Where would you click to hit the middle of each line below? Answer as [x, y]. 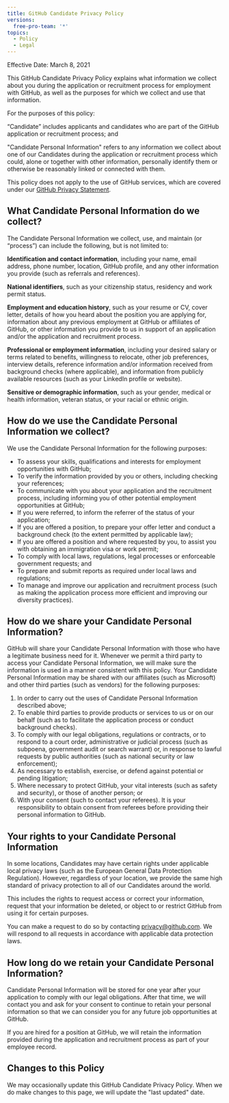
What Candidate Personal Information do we [104, 211]
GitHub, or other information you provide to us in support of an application [111, 329]
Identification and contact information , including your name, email [102, 258]
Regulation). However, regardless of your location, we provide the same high [115, 878]
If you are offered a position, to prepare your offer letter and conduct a [116, 527]
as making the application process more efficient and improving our [112, 592]
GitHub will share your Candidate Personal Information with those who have [113, 649]
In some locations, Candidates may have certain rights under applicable [108, 864]
